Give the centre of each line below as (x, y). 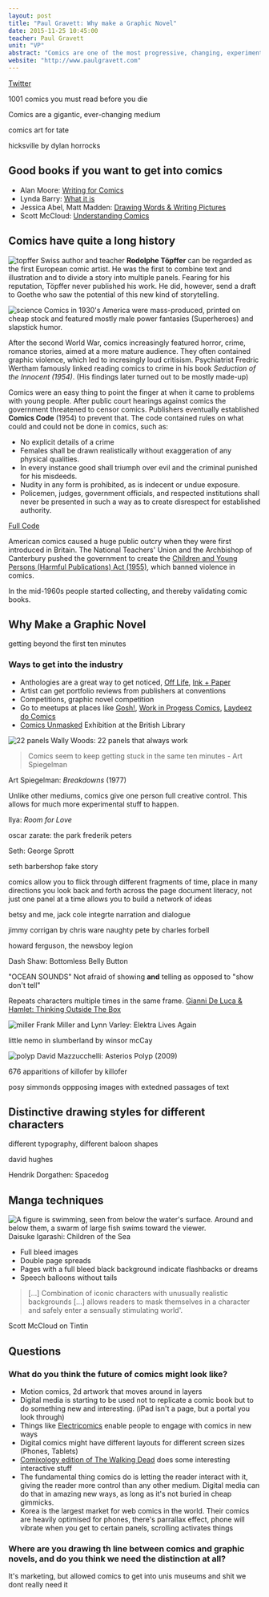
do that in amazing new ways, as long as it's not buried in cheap (126, 1493)
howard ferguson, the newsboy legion (71, 945)
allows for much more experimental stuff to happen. (94, 804)
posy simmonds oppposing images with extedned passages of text (119, 1087)
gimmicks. (37, 1502)
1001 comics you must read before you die (78, 99)
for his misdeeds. (48, 476)
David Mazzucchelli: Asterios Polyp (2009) (107, 1055)
